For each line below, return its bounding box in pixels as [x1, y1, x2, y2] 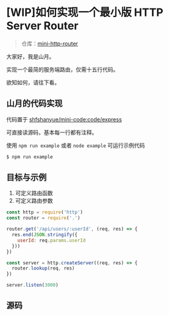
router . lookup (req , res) [12, 265, 75, 271]
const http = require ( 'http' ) [6, 209, 84, 215]
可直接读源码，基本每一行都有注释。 [6, 129, 98, 136]
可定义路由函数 [15, 190, 53, 197]
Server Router [6, 19, 79, 33]
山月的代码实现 [6, 98, 63, 109]
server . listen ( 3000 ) [6, 282, 59, 289]
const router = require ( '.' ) [6, 215, 81, 221]
